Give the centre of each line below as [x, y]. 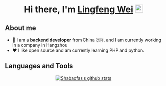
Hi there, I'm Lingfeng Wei [79, 10]
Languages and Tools [39, 66]
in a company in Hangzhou [40, 45]
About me [21, 28]
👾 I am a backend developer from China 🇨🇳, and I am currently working [87, 40]
